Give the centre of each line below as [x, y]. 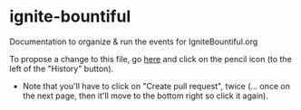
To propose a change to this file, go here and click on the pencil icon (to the [150, 59]
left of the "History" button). [62, 69]
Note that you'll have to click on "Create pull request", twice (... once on [156, 86]
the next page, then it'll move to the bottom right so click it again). [146, 96]
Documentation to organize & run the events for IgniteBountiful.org [134, 41]
